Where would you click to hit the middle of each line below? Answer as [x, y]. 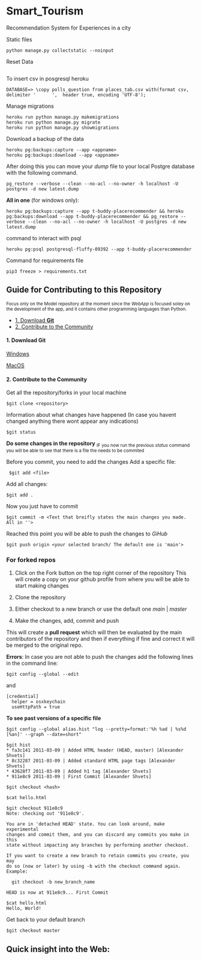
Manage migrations [30, 106]
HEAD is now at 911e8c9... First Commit [58, 893]
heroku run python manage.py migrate [53, 122]
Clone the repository [40, 597]
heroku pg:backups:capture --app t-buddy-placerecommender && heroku [95, 211]
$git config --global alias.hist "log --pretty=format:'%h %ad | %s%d [96, 729]
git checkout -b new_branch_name [53, 882]
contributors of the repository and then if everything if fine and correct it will [100, 639]
